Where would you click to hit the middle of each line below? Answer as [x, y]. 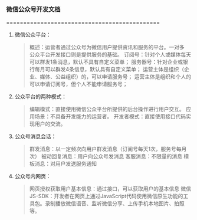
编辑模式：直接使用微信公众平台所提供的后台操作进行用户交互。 [107, 109]
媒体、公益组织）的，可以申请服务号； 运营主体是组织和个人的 [116, 77]
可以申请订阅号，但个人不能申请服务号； [78, 84]
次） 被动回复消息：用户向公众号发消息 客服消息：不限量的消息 [106, 156]
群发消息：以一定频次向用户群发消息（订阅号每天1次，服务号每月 [108, 149]
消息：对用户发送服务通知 [66, 164]
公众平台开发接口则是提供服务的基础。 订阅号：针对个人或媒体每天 [110, 55]
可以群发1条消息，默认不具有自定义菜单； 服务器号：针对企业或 [106, 62]
